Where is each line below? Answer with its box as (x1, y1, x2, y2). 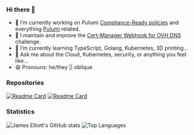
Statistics (6, 107, 35, 116)
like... (14, 57, 29, 65)
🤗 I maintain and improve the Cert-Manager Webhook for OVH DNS (14, 32, 181, 39)
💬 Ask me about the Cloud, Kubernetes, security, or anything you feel (14, 51, 187, 58)
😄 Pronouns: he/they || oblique (14, 64, 93, 71)
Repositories (6, 79, 44, 87)
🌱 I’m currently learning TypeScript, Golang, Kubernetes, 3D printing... (14, 44, 189, 52)
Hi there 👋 (6, 5, 36, 14)
